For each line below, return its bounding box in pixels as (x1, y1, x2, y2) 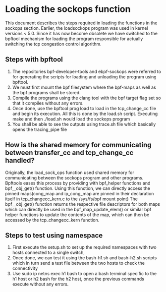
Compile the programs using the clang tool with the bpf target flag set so (12, 95, 161, 101)
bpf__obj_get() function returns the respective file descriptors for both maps (5, 201, 160, 207)
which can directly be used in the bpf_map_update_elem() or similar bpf (5, 206, 152, 212)
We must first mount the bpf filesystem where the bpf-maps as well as (12, 84, 156, 90)
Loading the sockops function (5, 3, 131, 15)
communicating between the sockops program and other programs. (5, 175, 144, 180)
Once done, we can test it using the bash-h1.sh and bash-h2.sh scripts (12, 255, 157, 261)
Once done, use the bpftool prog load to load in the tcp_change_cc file (12, 105, 156, 111)
